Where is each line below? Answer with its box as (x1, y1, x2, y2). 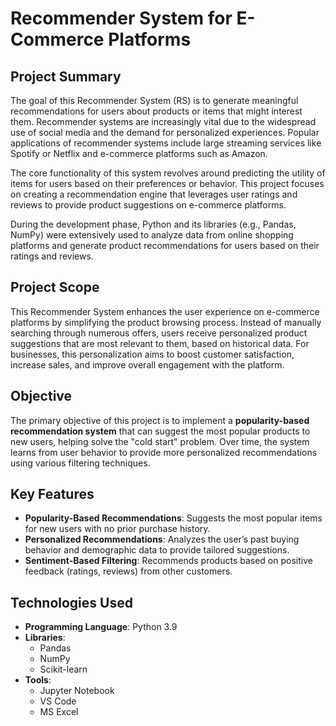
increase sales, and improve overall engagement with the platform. (10, 358, 285, 371)
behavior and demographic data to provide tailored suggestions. (24, 544, 290, 556)
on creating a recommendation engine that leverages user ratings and (10, 188, 298, 200)
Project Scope (10, 279, 100, 296)
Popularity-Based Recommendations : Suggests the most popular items (24, 512, 323, 524)
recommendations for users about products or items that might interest (10, 105, 303, 117)
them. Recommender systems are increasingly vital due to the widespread (10, 116, 317, 127)
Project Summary (10, 68, 122, 85)
